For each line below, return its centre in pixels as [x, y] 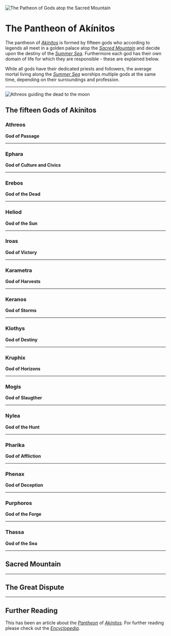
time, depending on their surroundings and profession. [62, 80]
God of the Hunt [22, 427]
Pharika [15, 445]
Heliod [13, 212]
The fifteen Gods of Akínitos [51, 110]
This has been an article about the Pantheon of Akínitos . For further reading [85, 623]
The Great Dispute [35, 587]
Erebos [14, 183]
